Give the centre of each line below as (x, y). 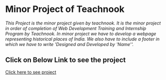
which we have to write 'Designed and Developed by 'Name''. (70, 44)
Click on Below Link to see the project (66, 60)
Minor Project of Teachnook (65, 9)
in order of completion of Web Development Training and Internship (76, 28)
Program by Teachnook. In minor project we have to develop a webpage (81, 33)
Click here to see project (31, 72)
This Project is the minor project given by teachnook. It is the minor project (83, 23)
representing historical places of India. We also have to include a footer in (82, 39)
